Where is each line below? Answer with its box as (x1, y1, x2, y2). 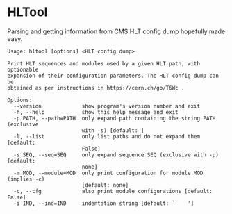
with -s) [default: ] (81, 126, 144, 134)
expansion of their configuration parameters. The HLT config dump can (7, 72, 219, 79)
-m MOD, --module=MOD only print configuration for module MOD (13, 170, 204, 176)
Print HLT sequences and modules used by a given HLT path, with (7, 60, 200, 67)
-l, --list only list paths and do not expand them (13, 133, 200, 140)
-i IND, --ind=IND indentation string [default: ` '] (13, 199, 194, 207)
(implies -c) (7, 175, 45, 183)
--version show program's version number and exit (13, 102, 200, 110)
